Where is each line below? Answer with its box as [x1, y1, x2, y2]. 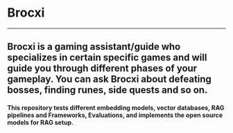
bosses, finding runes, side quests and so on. [7, 85, 208, 96]
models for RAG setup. [7, 118, 74, 126]
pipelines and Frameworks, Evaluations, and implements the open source [7, 111, 223, 119]
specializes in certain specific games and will [7, 52, 207, 64]
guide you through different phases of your [7, 62, 198, 74]
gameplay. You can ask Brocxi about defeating [7, 73, 212, 85]
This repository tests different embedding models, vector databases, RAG [7, 103, 225, 112]
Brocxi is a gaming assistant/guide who [7, 41, 181, 53]
